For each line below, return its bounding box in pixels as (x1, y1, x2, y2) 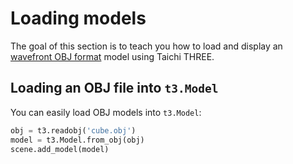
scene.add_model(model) (10, 144, 110, 154)
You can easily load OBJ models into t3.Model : (10, 106, 202, 118)
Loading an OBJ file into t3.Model (10, 80, 219, 97)
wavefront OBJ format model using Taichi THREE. (10, 50, 215, 62)
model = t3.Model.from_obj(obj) (10, 135, 145, 145)
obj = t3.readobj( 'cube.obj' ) (10, 125, 137, 136)
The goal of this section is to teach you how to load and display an (10, 40, 283, 52)
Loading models (10, 7, 147, 30)
